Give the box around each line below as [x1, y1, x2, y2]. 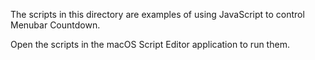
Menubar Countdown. [10, 19, 101, 31]
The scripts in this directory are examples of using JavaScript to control [10, 9, 305, 20]
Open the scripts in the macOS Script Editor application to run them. [10, 39, 290, 50]
